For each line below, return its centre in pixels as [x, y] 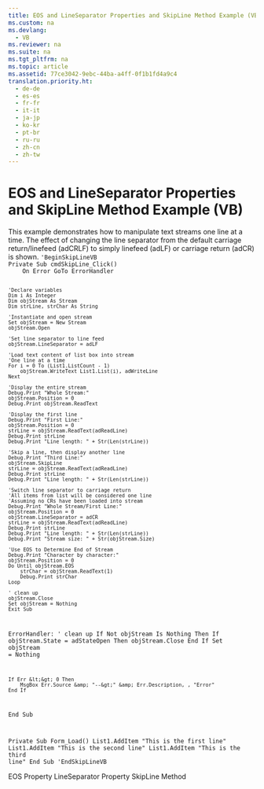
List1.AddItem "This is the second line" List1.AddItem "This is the [125, 748]
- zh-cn [28, 147]
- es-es [28, 96]
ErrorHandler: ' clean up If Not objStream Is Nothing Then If [114, 634]
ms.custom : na [31, 23]
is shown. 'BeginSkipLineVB [53, 257]
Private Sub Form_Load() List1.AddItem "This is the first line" [117, 741]
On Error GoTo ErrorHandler [68, 271]
